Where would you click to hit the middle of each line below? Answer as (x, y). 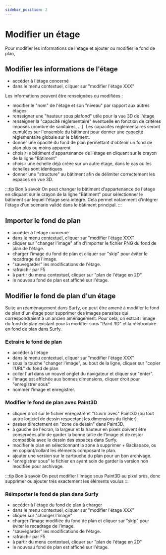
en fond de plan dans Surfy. (33, 329)
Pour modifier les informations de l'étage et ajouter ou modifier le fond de (80, 48)
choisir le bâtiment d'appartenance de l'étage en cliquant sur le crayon (84, 153)
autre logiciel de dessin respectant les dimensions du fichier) (75, 419)
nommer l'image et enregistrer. (44, 390)
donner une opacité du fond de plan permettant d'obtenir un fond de (82, 143)
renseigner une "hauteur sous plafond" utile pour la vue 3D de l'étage (83, 116)
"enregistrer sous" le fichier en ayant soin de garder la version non (80, 461)
